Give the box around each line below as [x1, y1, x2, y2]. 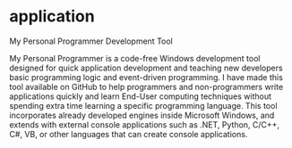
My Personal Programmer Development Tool [9, 36, 173, 46]
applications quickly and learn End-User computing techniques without [9, 91, 271, 102]
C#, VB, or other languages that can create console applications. [9, 128, 248, 139]
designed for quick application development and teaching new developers [9, 62, 284, 73]
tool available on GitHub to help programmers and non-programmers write [9, 81, 284, 92]
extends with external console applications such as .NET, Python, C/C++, [9, 119, 280, 130]
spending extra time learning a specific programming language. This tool [9, 100, 278, 111]
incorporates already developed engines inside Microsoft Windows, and [9, 110, 275, 120]
